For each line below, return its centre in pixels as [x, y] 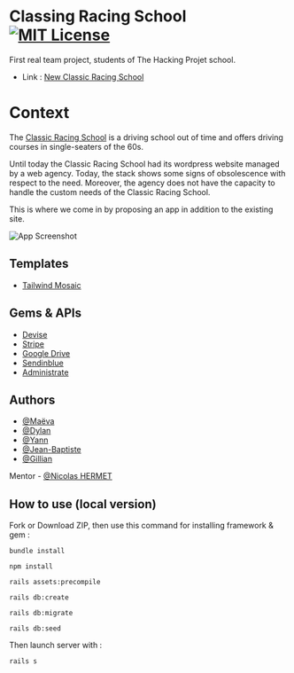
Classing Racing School [98, 16]
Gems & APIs [46, 313]
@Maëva [38, 421]
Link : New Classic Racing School [83, 76]
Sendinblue [43, 363]
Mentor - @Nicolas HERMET [61, 476]
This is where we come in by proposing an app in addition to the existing [141, 209]
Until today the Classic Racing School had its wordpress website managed [145, 164]
